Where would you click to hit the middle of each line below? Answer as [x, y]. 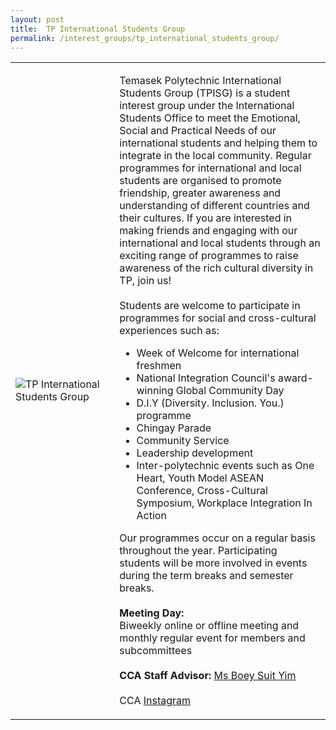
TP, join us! [145, 281]
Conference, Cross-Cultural [202, 491]
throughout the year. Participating [198, 551]
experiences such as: [169, 331]
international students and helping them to [218, 143]
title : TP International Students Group [98, 29]
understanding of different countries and [214, 206]
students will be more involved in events [213, 563]
